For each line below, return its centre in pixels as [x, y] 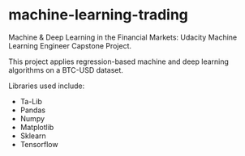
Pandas [33, 110]
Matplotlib [37, 127]
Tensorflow [39, 144]
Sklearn [33, 136]
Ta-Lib [31, 101]
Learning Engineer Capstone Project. [70, 45]
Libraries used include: [47, 86]
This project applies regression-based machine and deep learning [119, 61]
